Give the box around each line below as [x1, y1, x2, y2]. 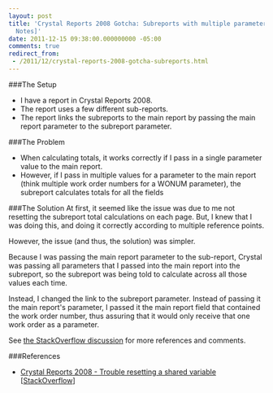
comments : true [8, 42, 60, 50]
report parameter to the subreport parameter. [19, 121, 172, 131]
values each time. [8, 277, 67, 287]
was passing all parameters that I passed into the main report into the [8, 260, 240, 270]
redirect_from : [8, 50, 60, 58]
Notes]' [15, 27, 42, 35]
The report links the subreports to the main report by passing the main [19, 112, 256, 122]
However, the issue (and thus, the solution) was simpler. [8, 236, 196, 246]
